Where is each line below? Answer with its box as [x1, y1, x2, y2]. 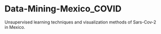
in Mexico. [4, 24, 25, 30]
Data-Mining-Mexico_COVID [4, 3, 122, 14]
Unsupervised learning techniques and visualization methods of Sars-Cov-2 [4, 19, 156, 25]
